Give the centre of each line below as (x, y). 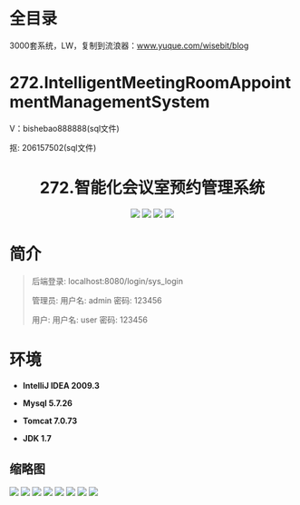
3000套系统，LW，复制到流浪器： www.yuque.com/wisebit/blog (129, 45)
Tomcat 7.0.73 (50, 421)
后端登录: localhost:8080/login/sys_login (107, 281)
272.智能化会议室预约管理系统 (152, 188)
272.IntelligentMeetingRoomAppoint (150, 83)
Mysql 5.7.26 (47, 403)
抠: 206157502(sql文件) (53, 147)
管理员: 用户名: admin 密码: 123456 (97, 300)
